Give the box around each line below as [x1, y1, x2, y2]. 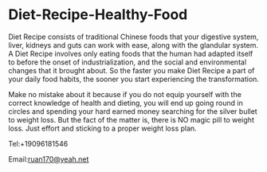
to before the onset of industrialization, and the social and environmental [8, 57, 247, 67]
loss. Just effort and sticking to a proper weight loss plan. [8, 123, 197, 133]
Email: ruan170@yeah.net [8, 154, 89, 164]
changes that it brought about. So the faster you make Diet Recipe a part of [8, 65, 255, 75]
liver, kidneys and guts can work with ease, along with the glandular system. [8, 40, 259, 49]
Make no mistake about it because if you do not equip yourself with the [8, 89, 241, 99]
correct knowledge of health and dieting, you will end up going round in [8, 98, 243, 107]
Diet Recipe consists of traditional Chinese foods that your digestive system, [8, 32, 259, 41]
